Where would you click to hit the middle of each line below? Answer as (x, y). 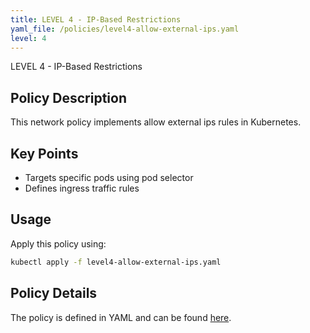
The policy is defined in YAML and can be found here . (121, 317)
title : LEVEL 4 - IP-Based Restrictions (96, 19)
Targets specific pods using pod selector (109, 177)
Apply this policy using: (58, 243)
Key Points (44, 153)
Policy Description (68, 97)
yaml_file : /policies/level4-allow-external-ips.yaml (125, 29)
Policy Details (54, 293)
